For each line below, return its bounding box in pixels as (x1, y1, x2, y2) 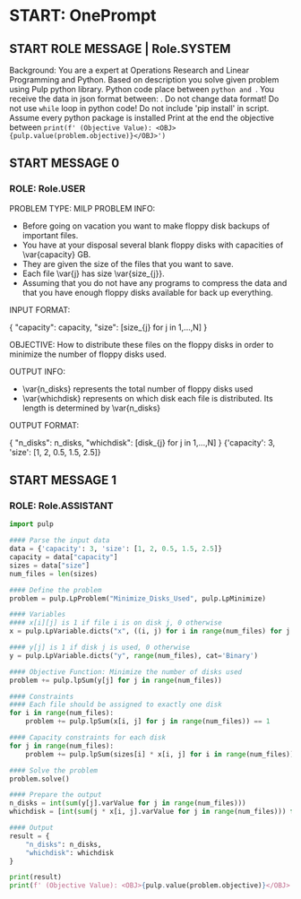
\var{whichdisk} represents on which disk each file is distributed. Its (21, 393, 273, 403)
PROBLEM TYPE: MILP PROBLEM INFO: (9, 203, 156, 213)
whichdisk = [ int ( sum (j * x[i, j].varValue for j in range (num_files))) (9, 808, 287, 817)
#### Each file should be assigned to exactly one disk (9, 700, 222, 709)
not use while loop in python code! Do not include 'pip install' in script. (9, 103, 270, 113)
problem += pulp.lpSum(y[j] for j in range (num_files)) (9, 676, 222, 685)
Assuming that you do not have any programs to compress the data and (21, 277, 288, 288)
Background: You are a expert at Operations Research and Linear (9, 65, 249, 75)
